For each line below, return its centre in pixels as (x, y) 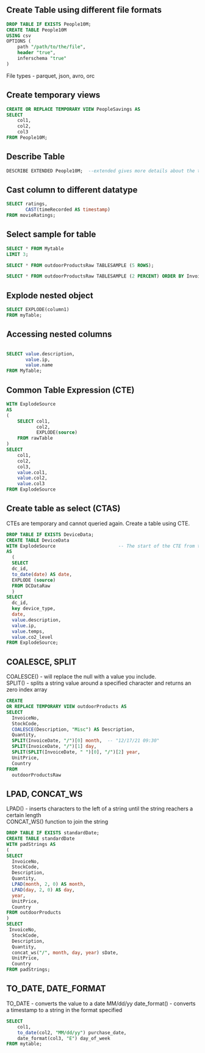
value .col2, (32, 478)
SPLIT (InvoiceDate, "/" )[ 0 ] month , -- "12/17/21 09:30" (86, 741)
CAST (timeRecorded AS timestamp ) (68, 210)
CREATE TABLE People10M (37, 30)
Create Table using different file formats (84, 10)
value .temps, (28, 631)
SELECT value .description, (41, 354)
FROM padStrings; (28, 970)
